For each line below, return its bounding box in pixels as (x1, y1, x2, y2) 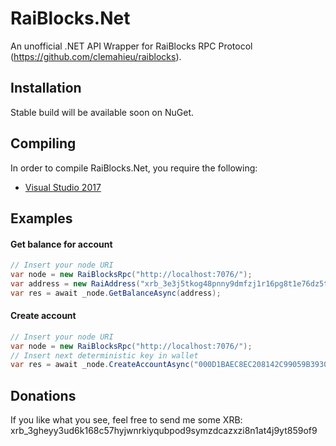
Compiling (10, 135, 77, 152)
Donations (10, 387, 77, 404)
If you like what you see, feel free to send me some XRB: (10, 414, 243, 426)
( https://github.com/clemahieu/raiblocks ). (10, 50, 182, 62)
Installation (10, 80, 82, 97)
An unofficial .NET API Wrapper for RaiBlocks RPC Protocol (10, 40, 253, 52)
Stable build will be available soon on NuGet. (10, 106, 194, 118)
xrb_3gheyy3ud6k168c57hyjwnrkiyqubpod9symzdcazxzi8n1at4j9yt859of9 (10, 425, 318, 437)
